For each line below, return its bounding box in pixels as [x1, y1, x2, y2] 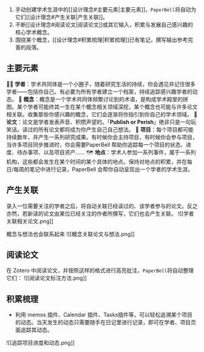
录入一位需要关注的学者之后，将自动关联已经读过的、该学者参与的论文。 [6, 202, 187, 210]
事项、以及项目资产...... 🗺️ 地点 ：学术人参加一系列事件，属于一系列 [27, 148, 196, 156]
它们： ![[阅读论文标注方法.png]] [6, 274, 87, 282]
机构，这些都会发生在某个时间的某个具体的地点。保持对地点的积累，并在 [6, 158, 187, 165]
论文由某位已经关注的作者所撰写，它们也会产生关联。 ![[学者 [43, 210, 194, 217]
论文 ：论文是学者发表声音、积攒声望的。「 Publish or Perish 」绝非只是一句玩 [6, 118, 197, 125]
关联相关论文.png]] [6, 218, 53, 225]
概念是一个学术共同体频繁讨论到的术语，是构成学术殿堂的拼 [39, 95, 189, 102]
